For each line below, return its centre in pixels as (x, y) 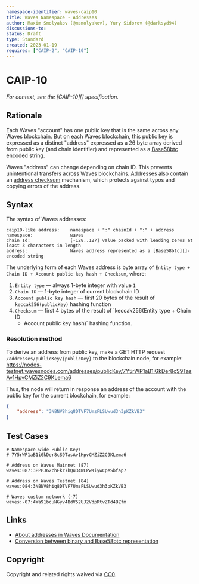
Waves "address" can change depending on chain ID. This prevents (89, 167)
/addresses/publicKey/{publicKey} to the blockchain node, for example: (94, 358)
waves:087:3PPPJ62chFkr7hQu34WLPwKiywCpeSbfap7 (66, 471)
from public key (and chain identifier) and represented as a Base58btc (92, 149)
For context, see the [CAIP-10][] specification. (63, 97)
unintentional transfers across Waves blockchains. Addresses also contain (97, 173)
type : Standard (25, 39)
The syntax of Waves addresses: (46, 219)
